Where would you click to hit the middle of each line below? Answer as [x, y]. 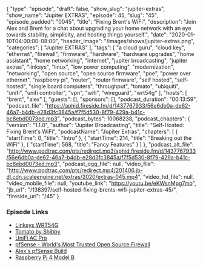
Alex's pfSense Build [41, 251]
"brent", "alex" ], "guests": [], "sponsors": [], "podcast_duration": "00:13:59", [102, 99]
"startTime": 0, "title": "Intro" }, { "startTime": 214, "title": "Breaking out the [99, 138]
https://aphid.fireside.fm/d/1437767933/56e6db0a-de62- [119, 106]
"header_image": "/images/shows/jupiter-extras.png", [128, 41]
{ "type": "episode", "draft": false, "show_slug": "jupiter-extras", [86, 9]
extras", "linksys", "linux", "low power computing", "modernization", [90, 67]
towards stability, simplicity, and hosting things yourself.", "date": [87, 35]
